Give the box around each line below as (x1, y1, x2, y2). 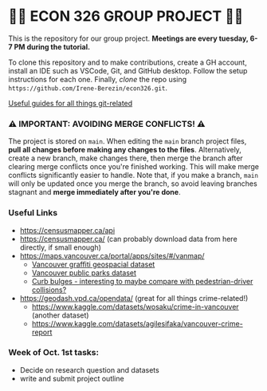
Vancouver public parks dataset (31, 267, 137, 278)
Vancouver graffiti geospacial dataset (31, 259, 155, 269)
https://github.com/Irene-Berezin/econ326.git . (8, 83, 168, 93)
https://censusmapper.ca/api (19, 225, 116, 235)
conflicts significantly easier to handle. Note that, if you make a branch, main (8, 171, 259, 180)
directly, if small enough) (19, 243, 102, 252)
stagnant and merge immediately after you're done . (8, 188, 181, 197)
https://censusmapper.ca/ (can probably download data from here (19, 234, 238, 243)
